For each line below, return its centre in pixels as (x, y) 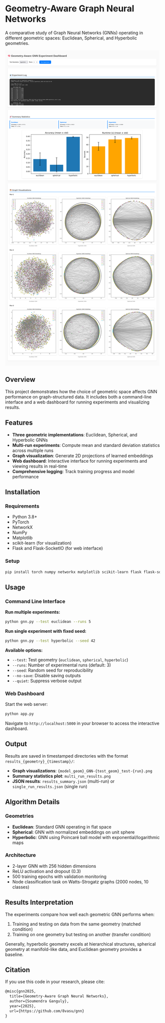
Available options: (24, 650)
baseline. (14, 954)
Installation (23, 492)
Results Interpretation (39, 902)
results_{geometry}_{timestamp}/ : (40, 761)
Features (19, 423)
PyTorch (21, 522)
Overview (20, 380)
